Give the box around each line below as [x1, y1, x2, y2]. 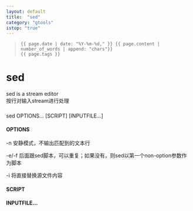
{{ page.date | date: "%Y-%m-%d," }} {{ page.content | [20, 41, 160, 47]
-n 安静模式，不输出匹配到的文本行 [6, 139, 90, 147]
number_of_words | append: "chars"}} [20, 46, 113, 52]
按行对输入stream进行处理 [6, 98, 69, 105]
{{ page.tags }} [20, 51, 60, 58]
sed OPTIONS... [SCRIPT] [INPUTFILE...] [6, 112, 104, 119]
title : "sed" [6, 14, 41, 20]
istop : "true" [6, 25, 41, 31]
